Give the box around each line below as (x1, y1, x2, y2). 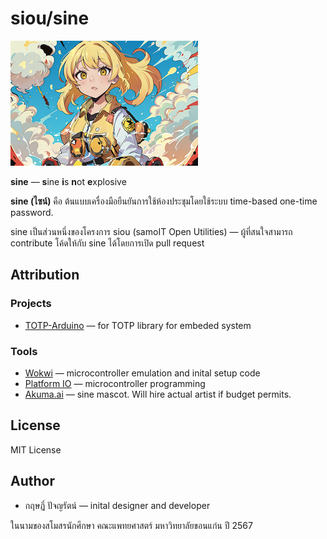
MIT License (10, 443, 62, 456)
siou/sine (10, 7, 90, 30)
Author (10, 473, 55, 490)
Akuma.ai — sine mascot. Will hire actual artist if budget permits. (24, 388, 292, 400)
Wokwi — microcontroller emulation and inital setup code (24, 367, 261, 379)
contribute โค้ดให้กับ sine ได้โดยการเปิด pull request (10, 237, 205, 249)
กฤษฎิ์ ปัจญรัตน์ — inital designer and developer (24, 499, 211, 511)
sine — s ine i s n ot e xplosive (10, 175, 127, 187)
